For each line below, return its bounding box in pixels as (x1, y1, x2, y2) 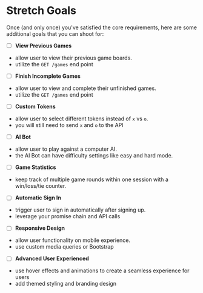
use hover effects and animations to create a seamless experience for (15, 267, 190, 274)
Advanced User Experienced (15, 255, 89, 262)
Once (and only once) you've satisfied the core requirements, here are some (6, 24, 197, 31)
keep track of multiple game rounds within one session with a (15, 176, 168, 183)
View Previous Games (15, 42, 72, 49)
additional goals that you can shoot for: (6, 30, 104, 37)
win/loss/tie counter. (15, 182, 67, 190)
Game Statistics (15, 164, 56, 171)
